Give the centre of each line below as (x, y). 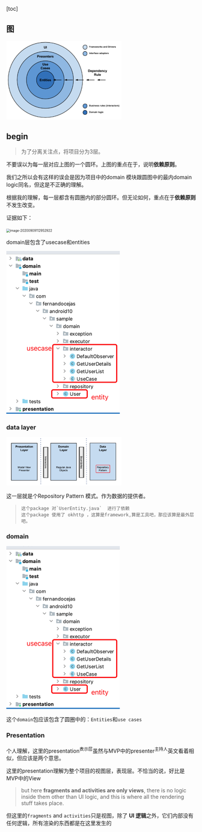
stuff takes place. (42, 803)
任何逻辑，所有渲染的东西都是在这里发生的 (59, 823)
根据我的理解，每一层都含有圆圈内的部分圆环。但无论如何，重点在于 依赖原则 (101, 197)
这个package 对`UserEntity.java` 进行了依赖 (75, 509)
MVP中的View (23, 778)
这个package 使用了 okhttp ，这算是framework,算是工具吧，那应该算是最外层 (107, 515)
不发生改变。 (22, 205)
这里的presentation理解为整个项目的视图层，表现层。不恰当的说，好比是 (96, 771)
